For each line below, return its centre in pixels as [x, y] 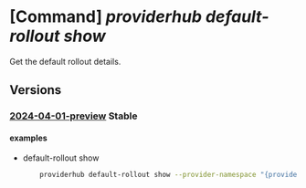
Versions [36, 90]
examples [28, 138]
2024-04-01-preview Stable [74, 116]
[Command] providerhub [106, 17]
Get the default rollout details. [65, 61]
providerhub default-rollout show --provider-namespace [148, 175]
